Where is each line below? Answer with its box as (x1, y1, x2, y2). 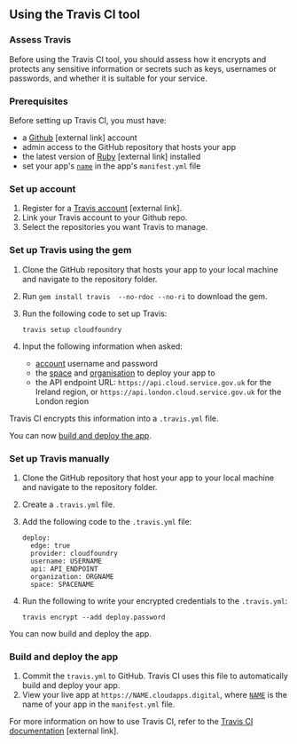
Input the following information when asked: (21, 341, 184, 352)
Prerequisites (9, 95, 68, 107)
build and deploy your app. (21, 680, 121, 691)
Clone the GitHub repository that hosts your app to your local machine (21, 264, 278, 274)
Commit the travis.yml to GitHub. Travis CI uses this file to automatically (21, 670, 288, 682)
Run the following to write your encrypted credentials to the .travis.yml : (21, 595, 288, 606)
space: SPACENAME (30, 580, 95, 589)
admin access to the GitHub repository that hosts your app (21, 141, 237, 152)
